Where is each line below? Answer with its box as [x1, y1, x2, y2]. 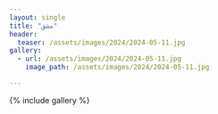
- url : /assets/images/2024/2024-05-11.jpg [17, 54, 181, 63]
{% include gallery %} [9, 94, 91, 105]
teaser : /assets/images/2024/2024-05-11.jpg [17, 37, 186, 47]
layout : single [9, 12, 66, 22]
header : [9, 29, 38, 38]
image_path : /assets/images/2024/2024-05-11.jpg [25, 63, 210, 72]
